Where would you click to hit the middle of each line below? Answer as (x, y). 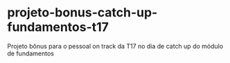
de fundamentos (30, 53)
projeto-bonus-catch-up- (82, 13)
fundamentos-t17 (58, 27)
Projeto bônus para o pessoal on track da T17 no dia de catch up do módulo (115, 46)
